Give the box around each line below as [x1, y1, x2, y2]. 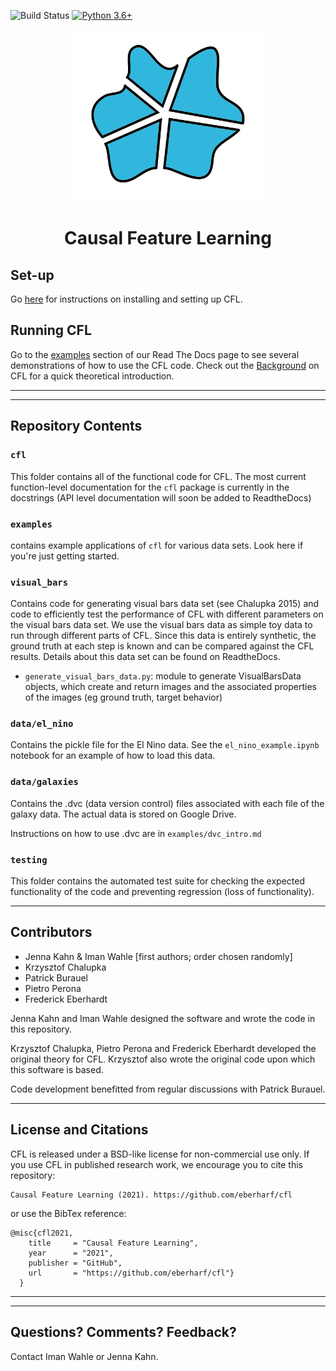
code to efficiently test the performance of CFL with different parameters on [10, 608, 324, 620]
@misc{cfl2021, [10, 1228, 74, 1238]
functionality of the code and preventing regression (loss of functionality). [10, 886, 315, 898]
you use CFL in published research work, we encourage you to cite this [10, 1158, 303, 1170]
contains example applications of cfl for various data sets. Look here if [10, 539, 304, 551]
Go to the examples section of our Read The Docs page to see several [10, 348, 300, 360]
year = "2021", [28, 1248, 114, 1258]
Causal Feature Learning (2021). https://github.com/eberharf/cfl [10, 1190, 293, 1200]
